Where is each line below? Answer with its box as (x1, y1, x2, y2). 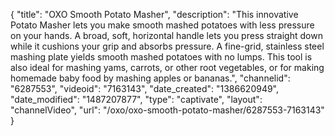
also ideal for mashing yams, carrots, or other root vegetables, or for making (10, 62, 325, 73)
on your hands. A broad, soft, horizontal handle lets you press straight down (10, 30, 323, 41)
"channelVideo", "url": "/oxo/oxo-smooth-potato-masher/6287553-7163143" (10, 104, 325, 116)
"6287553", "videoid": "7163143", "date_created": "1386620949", (10, 83, 280, 94)
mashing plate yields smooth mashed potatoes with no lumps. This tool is (10, 51, 313, 63)
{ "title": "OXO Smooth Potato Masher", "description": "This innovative (10, 9, 299, 20)
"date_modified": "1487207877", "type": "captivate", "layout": (10, 94, 263, 105)
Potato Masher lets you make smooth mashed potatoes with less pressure (10, 19, 315, 31)
